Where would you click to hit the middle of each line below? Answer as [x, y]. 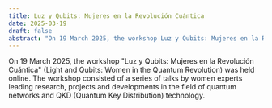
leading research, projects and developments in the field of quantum [123, 87]
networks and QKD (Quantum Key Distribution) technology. [106, 96]
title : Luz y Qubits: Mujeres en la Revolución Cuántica [106, 16]
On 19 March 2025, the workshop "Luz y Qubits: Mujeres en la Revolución [132, 61]
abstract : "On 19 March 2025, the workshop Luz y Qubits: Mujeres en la [134, 38]
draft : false [30, 31]
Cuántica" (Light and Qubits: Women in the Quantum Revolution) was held [132, 70]
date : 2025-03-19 [38, 23]
